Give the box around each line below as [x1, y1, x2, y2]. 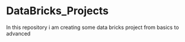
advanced [6, 30, 31, 37]
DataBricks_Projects [6, 4, 109, 18]
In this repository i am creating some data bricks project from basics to [6, 24, 179, 31]
